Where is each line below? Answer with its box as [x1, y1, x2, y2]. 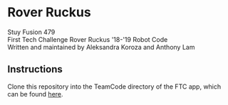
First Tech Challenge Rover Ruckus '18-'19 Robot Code [7, 35, 168, 43]
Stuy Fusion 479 [7, 28, 56, 36]
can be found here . [7, 89, 63, 98]
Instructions [7, 63, 63, 75]
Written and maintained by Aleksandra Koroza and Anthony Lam [7, 43, 195, 51]
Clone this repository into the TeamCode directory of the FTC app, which [7, 82, 222, 91]
